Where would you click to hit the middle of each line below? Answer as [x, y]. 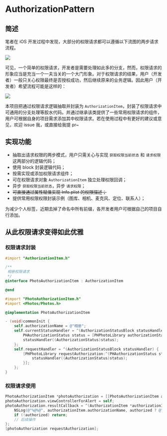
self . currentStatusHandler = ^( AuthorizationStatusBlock [74, 331]
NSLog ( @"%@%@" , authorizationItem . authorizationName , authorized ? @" [89, 410]
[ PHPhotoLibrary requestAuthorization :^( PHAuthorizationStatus [90, 354]
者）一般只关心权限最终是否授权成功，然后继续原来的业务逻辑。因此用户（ [81, 80]
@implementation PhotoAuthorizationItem [48, 312]
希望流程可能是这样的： [42, 86]
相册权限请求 [18, 272]
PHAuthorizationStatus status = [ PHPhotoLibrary [74, 335]
